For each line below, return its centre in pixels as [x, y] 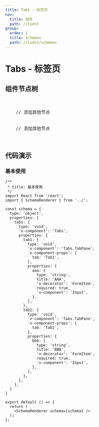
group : [12, 29]
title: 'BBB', [51, 350]
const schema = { [23, 209]
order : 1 [19, 33]
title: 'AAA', [51, 279]
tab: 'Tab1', [45, 257]
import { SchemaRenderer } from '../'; [47, 200]
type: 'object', [26, 214]
